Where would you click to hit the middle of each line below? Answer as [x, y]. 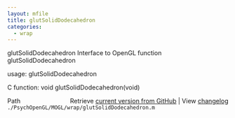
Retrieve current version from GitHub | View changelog [149, 101]
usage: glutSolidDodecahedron [52, 74]
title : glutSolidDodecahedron [52, 20]
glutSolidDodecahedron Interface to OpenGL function [85, 53]
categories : [25, 27]
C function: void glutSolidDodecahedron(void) [74, 87]
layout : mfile [28, 14]
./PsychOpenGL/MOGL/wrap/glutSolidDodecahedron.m [81, 108]
